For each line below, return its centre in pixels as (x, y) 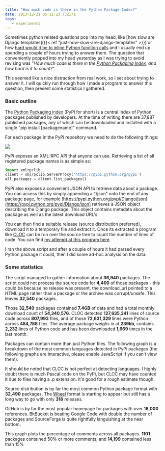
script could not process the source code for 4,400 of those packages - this (82, 283)
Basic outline (21, 101)
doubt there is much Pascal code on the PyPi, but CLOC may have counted (81, 374)
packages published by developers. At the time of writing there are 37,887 (80, 117)
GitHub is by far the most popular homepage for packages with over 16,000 (82, 409)
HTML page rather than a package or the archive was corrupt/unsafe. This (80, 293)
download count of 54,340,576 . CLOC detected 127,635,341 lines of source (82, 313)
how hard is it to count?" (30, 69)
